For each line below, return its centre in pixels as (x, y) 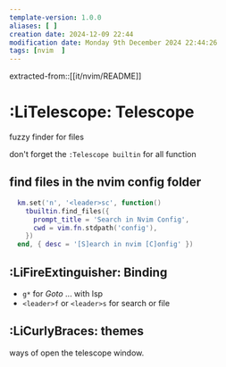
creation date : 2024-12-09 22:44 (71, 34)
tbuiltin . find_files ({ (67, 211)
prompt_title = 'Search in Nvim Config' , (111, 220)
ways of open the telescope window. (77, 353)
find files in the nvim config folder (105, 183)
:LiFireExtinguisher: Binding (88, 272)
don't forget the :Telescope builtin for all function (103, 154)
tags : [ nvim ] (38, 51)
